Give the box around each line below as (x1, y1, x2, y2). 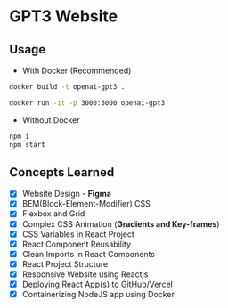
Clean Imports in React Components (21, 248, 156, 259)
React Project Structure (21, 258, 109, 269)
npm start (9, 140, 46, 149)
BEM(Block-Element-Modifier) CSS (21, 199, 151, 209)
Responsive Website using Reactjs (21, 269, 149, 280)
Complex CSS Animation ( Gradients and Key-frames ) (21, 218, 220, 229)
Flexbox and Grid (21, 208, 85, 219)
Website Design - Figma (21, 189, 111, 199)
